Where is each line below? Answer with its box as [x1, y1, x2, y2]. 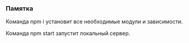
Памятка [5, 4, 33, 13]
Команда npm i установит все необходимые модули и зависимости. [5, 18, 183, 25]
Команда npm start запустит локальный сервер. [5, 30, 131, 37]
